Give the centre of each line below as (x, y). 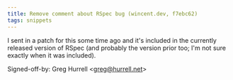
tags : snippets (30, 20)
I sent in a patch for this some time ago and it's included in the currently (112, 40)
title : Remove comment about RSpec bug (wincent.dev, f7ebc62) (103, 14)
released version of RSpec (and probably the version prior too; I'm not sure (117, 48)
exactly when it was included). (52, 55)
